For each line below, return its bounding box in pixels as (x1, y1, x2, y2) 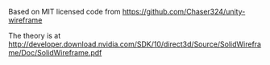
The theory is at (8, 31, 61, 40)
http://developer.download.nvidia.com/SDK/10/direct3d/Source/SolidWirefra (8, 39, 262, 49)
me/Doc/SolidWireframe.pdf (8, 48, 102, 57)
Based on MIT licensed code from (8, 7, 121, 16)
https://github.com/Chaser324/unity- (122, 7, 246, 16)
